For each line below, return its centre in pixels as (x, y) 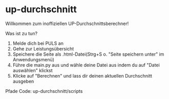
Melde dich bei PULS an (38, 43)
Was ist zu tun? (21, 33)
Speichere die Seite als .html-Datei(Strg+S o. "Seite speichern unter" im (88, 54)
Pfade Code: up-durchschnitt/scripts (44, 91)
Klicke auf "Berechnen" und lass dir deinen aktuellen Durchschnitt (82, 76)
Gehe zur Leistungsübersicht (43, 48)
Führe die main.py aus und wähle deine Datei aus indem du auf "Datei (86, 65)
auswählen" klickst (33, 70)
